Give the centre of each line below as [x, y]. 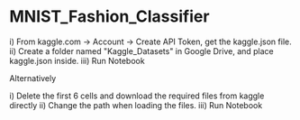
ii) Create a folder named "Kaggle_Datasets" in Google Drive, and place [142, 51]
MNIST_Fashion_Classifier [109, 17]
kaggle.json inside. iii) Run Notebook [77, 60]
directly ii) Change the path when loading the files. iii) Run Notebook [136, 105]
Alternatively [33, 78]
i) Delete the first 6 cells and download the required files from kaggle [137, 96]
